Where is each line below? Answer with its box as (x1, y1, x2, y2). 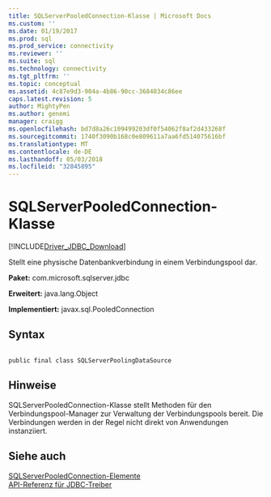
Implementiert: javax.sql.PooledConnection (8, 305, 155, 315)
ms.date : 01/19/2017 (8, 27, 78, 35)
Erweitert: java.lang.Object (8, 289, 99, 298)
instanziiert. (8, 426, 48, 435)
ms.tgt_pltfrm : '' (8, 72, 70, 80)
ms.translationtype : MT (8, 139, 89, 148)
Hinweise (8, 379, 57, 392)
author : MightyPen (8, 102, 70, 110)
